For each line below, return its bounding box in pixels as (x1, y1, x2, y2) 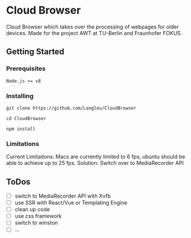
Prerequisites (6, 65, 46, 73)
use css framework (14, 212, 62, 220)
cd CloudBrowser (6, 115, 46, 122)
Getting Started (6, 47, 65, 57)
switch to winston (14, 219, 58, 226)
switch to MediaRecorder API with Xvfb (14, 192, 111, 199)
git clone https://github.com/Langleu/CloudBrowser (6, 105, 136, 111)
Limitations (6, 139, 40, 148)
